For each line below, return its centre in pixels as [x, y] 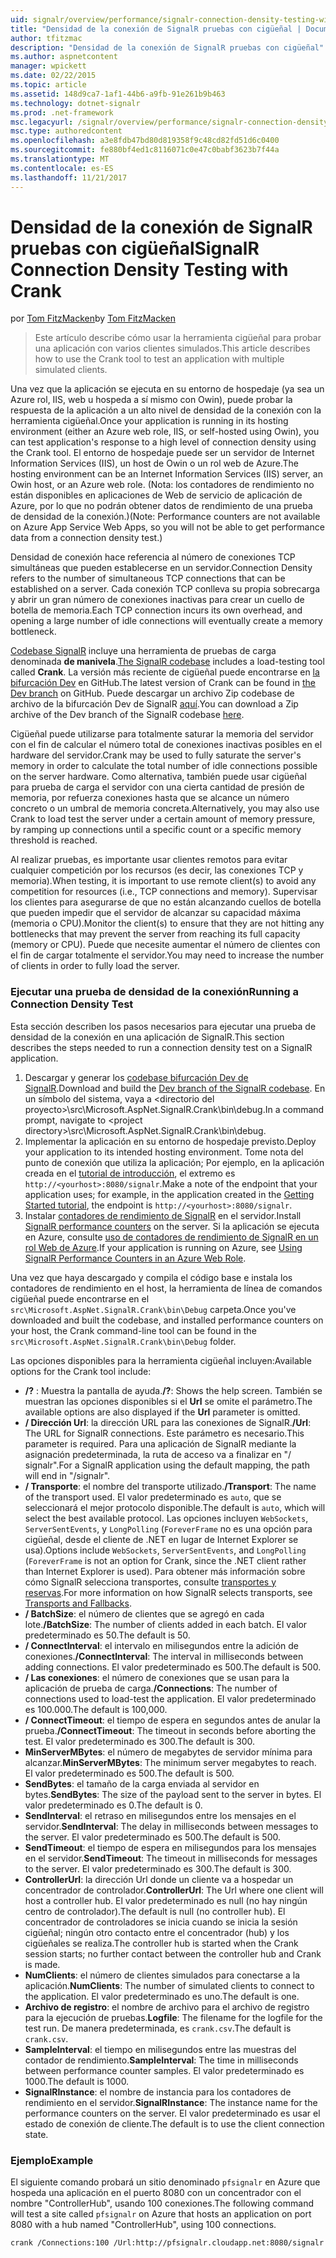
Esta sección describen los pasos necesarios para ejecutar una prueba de [163, 1026]
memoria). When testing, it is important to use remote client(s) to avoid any [163, 881]
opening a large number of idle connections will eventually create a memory [166, 621]
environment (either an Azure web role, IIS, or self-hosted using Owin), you [165, 432]
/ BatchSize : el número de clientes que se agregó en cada [144, 1613]
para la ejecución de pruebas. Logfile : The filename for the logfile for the [173, 2017]
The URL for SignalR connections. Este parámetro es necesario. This [164, 1433]
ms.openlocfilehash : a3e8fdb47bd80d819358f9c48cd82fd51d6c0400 [145, 141]
